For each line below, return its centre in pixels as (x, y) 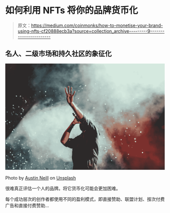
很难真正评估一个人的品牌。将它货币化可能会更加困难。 (63, 189)
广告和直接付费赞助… (27, 205)
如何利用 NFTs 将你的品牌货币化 (72, 10)
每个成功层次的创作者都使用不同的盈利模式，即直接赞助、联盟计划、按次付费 (85, 199)
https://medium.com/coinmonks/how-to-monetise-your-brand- (97, 25)
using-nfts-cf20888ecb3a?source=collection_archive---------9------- (91, 31)
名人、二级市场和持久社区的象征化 (58, 54)
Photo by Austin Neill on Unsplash (41, 178)
